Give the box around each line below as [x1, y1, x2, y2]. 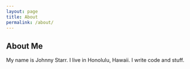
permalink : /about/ [6, 19, 54, 25]
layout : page [6, 8, 38, 15]
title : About [6, 14, 38, 20]
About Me [6, 41, 43, 51]
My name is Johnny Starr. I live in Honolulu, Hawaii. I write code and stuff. [6, 57, 185, 64]
